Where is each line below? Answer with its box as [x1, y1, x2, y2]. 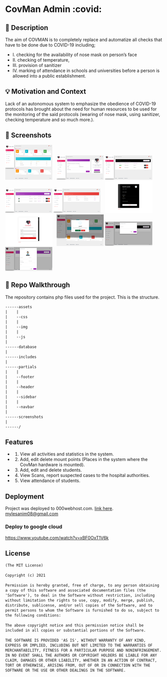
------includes [5, 354, 37, 359]
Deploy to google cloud [5, 523, 62, 530]
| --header [5, 384, 35, 389]
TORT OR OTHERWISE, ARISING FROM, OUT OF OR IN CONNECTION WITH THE [5, 663, 151, 668]
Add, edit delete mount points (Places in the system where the [19, 456, 148, 462]
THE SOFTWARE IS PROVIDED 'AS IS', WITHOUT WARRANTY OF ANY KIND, [5, 638, 146, 643]
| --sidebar [5, 394, 37, 399]
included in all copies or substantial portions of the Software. [5, 628, 146, 633]
